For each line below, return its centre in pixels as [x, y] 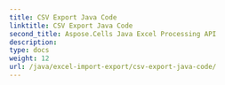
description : [33, 42]
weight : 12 [29, 58]
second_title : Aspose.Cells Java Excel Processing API [113, 34]
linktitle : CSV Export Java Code [71, 26]
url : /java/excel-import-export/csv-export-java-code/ [113, 67]
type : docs [29, 50]
